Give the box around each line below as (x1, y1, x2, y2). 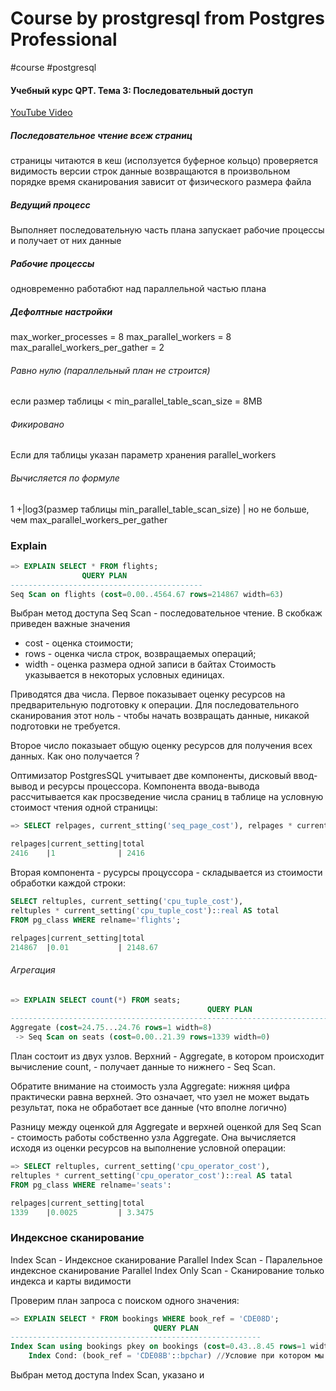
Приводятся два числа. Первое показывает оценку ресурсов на (10, 688, 286, 701)
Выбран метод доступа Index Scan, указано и (10, 1369, 205, 1381)
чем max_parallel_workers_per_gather (10, 513, 168, 526)
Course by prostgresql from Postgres (10, 7, 325, 30)
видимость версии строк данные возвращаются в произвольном (10, 165, 291, 177)
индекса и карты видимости (10, 1275, 132, 1287)
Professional (10, 28, 118, 51)
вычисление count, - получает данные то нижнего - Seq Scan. (10, 1061, 276, 1072)
